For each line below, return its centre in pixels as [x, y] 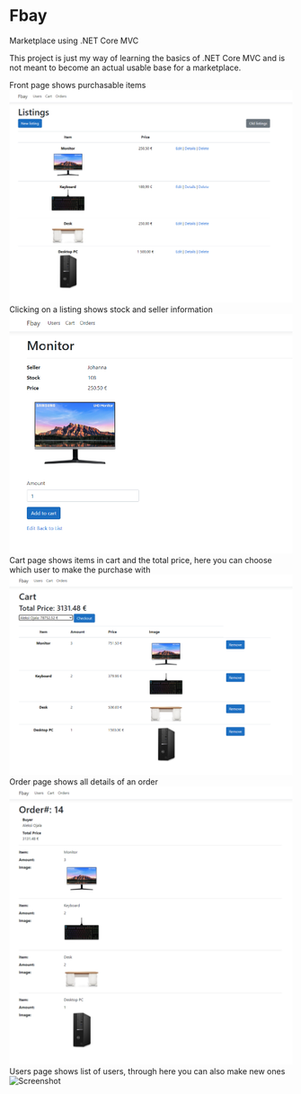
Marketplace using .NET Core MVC [74, 40]
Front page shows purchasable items [78, 85]
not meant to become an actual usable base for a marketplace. [125, 67]
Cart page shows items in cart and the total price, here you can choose [141, 560]
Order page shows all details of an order [84, 782]
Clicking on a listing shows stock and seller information [111, 309]
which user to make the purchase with [80, 569]
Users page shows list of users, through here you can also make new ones [147, 1072]
